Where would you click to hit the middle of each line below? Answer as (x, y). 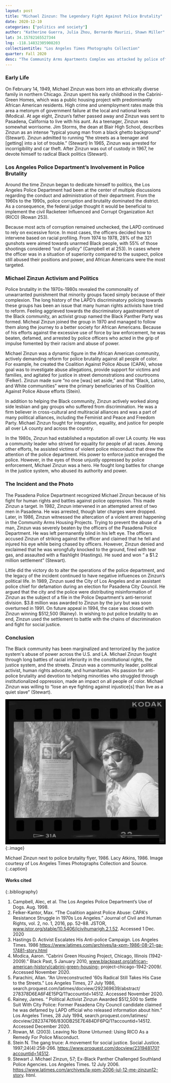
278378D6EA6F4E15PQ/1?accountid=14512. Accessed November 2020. (88, 994)
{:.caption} (17, 869)
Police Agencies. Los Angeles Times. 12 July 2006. (66, 1065)
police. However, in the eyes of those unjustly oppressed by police (75, 460)
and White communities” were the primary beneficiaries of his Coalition (80, 386)
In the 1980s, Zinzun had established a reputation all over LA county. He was (85, 438)
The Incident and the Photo (39, 484)
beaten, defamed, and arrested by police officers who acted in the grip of (82, 338)
